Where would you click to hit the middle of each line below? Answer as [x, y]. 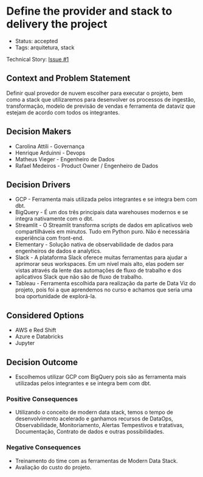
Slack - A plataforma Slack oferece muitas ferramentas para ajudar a [101, 257]
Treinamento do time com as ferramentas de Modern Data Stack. [96, 461]
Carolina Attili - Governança [50, 146]
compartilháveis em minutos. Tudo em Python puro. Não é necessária [102, 232]
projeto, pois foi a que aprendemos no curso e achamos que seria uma [104, 290]
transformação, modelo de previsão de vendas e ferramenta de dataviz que [101, 106]
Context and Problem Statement [68, 78]
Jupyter [25, 343]
